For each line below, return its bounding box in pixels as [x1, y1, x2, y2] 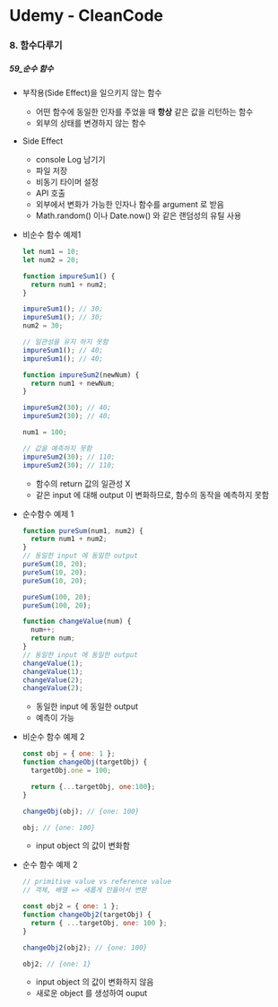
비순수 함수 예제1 [22, 230, 82, 241]
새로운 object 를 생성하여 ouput [35, 988, 148, 999]
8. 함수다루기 [9, 39, 63, 52]
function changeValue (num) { [22, 617, 132, 626]
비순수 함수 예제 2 [22, 731, 85, 742]
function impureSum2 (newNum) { [22, 370, 140, 380]
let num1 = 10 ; [22, 248, 80, 257]
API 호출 [35, 188, 65, 198]
